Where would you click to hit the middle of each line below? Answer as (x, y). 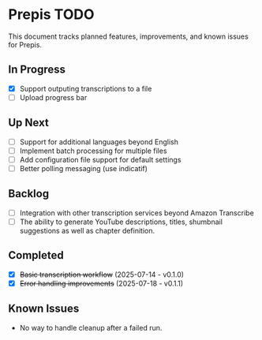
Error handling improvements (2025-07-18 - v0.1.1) (101, 283)
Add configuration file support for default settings (100, 159)
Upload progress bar (53, 97)
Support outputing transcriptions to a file (86, 88)
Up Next (28, 123)
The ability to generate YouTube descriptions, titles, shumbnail (121, 222)
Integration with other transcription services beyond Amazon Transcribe (137, 213)
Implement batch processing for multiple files (93, 151)
